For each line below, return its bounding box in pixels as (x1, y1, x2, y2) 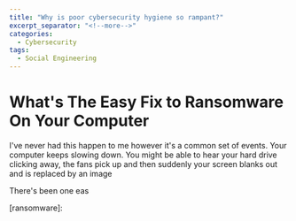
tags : (9, 46, 29, 55)
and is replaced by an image (9, 168, 113, 179)
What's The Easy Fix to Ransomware (9, 92, 284, 112)
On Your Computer (9, 111, 150, 131)
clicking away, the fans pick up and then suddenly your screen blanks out (9, 158, 277, 169)
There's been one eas (9, 185, 90, 195)
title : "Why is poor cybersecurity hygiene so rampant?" (9, 12, 224, 22)
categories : (9, 29, 53, 38)
